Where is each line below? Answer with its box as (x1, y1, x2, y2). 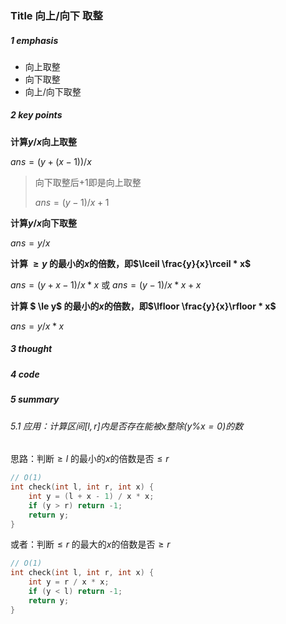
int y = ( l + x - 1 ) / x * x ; (28, 491, 155, 501)
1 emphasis (10, 34, 59, 46)
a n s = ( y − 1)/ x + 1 (34, 196, 110, 208)
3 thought (10, 343, 53, 355)
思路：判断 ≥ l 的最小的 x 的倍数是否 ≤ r (10, 453, 170, 465)
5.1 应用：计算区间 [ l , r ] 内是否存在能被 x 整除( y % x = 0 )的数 (10, 420, 244, 432)
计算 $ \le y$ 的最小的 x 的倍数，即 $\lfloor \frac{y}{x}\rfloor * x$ (10, 300, 277, 312)
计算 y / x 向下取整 (10, 217, 77, 229)
